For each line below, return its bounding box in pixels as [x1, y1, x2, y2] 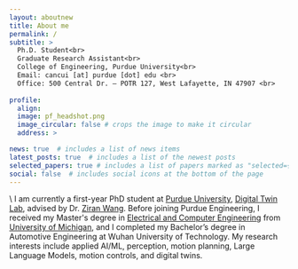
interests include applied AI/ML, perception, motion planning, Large [9, 241, 255, 251]
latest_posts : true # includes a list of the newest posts [9, 153, 237, 162]
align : [17, 104, 42, 113]
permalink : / [9, 29, 58, 38]
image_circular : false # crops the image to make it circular [17, 121, 252, 130]
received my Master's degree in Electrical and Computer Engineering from [9, 212, 281, 223]
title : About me [9, 21, 69, 30]
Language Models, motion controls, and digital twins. [9, 250, 203, 261]
